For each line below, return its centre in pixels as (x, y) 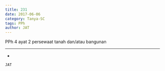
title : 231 (16, 10)
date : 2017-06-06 (23, 14)
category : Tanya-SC (25, 19)
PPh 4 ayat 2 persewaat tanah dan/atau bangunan (56, 42)
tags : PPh (15, 23)
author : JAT (17, 28)
